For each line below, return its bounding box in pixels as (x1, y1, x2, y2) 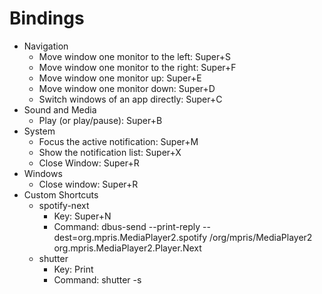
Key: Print (53, 263, 94, 275)
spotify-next (38, 199, 90, 211)
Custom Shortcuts (23, 188, 99, 201)
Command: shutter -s (53, 273, 142, 286)
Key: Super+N (53, 210, 112, 222)
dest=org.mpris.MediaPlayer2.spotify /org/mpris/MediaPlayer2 (53, 231, 313, 243)
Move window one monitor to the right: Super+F (38, 61, 237, 73)
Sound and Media (23, 103, 97, 116)
